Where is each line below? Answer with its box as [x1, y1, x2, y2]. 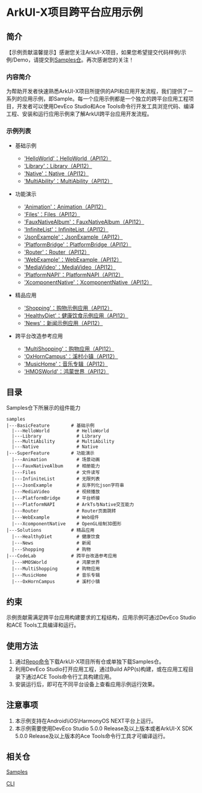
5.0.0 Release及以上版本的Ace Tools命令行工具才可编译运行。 [14, 732, 169, 739]
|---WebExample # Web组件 [11, 514, 99, 520]
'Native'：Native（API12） [24, 170, 89, 177]
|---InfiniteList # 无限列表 [11, 476, 101, 482]
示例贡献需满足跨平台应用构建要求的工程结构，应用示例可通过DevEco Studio [6, 614, 196, 621]
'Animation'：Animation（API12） [24, 203, 107, 210]
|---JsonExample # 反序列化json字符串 [11, 482, 125, 488]
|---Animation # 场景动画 [11, 457, 101, 463]
